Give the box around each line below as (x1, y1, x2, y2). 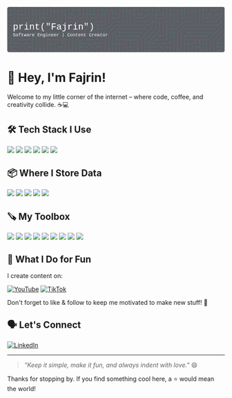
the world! (7, 384, 37, 392)
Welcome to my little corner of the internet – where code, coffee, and (7, 92, 204, 101)
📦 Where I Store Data (7, 168, 102, 179)
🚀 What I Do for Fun (7, 253, 92, 265)
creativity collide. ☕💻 (7, 100, 69, 108)
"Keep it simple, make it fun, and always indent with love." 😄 (23, 361, 198, 369)
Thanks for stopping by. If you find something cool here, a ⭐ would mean (7, 375, 215, 383)
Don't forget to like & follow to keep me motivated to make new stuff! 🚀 (7, 299, 209, 307)
